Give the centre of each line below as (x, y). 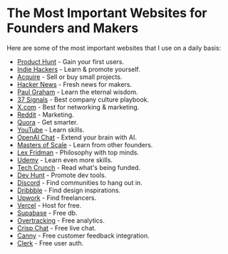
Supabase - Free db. (47, 213)
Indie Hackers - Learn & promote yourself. (78, 69)
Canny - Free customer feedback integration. (83, 236)
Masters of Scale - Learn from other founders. (85, 144)
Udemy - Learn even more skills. (65, 160)
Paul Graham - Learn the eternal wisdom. (77, 92)
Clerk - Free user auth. (50, 243)
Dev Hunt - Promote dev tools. (62, 175)
